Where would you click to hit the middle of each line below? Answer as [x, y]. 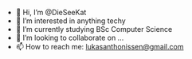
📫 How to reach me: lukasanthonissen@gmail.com [100, 47]
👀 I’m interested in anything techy [71, 21]
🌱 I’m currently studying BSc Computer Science [94, 29]
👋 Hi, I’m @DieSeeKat [51, 12]
